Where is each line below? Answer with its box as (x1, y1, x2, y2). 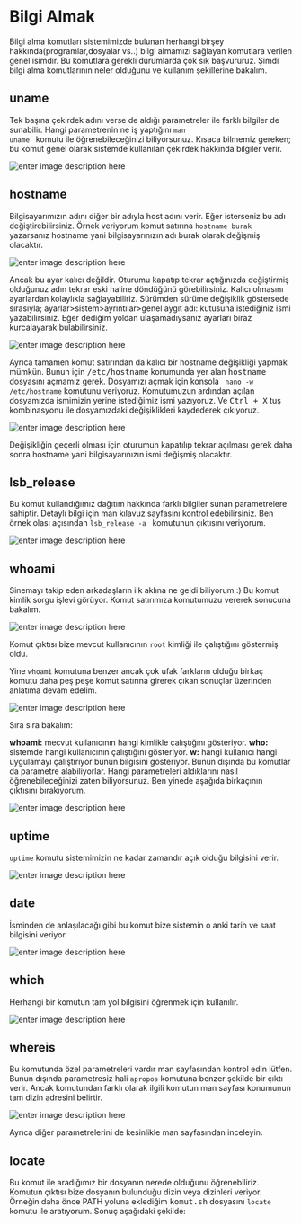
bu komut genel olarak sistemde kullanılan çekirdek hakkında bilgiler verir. (9, 143, 283, 154)
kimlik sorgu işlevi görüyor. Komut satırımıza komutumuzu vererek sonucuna (9, 595, 292, 606)
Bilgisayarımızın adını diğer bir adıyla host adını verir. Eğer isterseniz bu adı (9, 210, 286, 221)
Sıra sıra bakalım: (9, 720, 74, 731)
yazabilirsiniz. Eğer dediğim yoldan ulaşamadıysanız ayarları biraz (9, 312, 252, 323)
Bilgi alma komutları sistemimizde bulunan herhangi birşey (9, 36, 225, 47)
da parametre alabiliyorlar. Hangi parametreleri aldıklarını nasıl (9, 766, 238, 777)
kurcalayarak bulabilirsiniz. (9, 322, 108, 333)
